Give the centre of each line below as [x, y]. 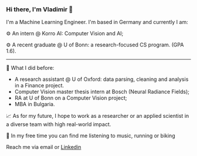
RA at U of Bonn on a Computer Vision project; [71, 98]
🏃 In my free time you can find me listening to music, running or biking [91, 136]
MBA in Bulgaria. [35, 104]
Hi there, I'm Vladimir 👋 [40, 9]
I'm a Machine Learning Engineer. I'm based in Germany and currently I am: [97, 22]
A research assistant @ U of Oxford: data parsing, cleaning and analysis [101, 79]
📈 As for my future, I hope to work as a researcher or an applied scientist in [98, 116]
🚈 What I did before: [30, 68]
